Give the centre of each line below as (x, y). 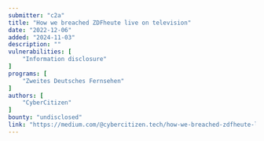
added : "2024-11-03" (42, 37)
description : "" (35, 45)
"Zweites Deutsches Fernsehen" (73, 81)
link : (17, 125)
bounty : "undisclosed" (45, 117)
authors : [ (26, 96)
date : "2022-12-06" (40, 30)
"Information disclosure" (65, 60)
